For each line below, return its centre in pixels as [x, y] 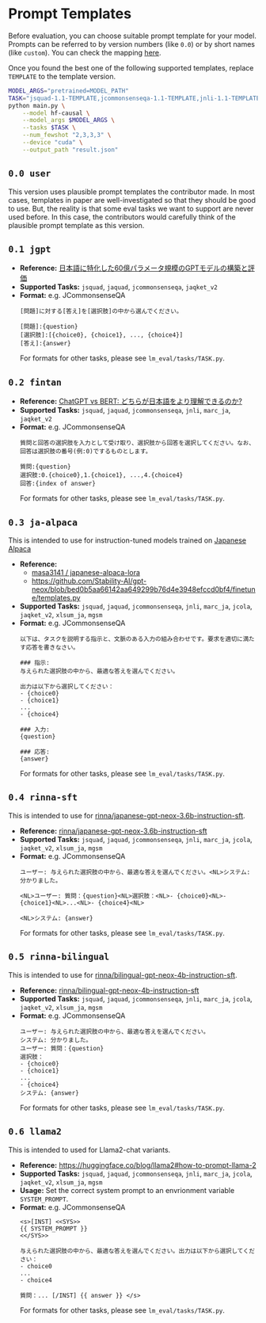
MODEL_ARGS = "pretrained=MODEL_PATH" [68, 91]
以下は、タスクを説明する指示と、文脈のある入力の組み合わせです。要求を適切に [131, 639]
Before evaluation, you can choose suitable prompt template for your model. [133, 36]
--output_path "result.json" [70, 150]
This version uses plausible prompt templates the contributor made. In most [131, 192]
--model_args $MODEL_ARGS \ [68, 120]
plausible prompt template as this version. [76, 225]
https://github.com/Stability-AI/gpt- [89, 581]
